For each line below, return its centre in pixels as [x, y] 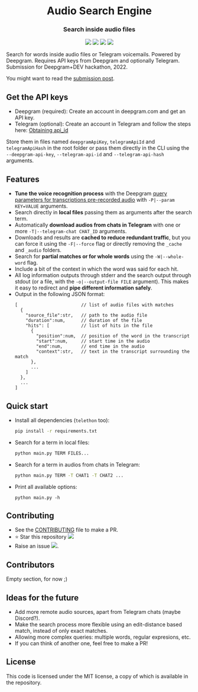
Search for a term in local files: [52, 442]
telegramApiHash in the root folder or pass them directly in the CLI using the [98, 148]
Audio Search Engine [99, 11]
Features [23, 179]
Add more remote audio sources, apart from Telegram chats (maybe [98, 611]
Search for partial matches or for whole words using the [84, 256]
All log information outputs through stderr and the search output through [103, 275]
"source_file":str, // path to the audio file [87, 316]
